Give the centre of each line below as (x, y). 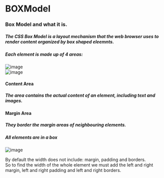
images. (14, 100)
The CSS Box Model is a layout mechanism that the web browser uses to (82, 36)
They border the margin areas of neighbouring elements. (66, 125)
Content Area (19, 84)
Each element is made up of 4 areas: (44, 54)
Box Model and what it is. (36, 25)
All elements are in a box (31, 137)
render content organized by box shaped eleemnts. (59, 42)
